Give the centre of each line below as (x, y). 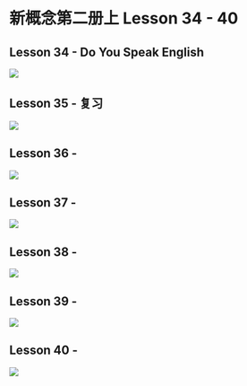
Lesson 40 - (43, 351)
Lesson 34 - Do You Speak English (106, 52)
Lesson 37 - (43, 203)
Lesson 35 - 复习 (56, 104)
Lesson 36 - (43, 154)
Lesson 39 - (43, 301)
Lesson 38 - (43, 252)
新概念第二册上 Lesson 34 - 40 (124, 18)
